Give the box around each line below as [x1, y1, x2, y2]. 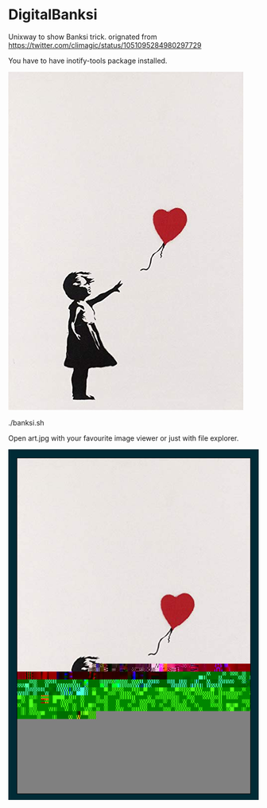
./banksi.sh [8, 418, 45, 427]
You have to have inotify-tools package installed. [8, 56, 168, 65]
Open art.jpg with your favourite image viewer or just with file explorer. [8, 433, 239, 443]
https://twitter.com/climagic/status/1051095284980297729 [8, 40, 202, 49]
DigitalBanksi [8, 6, 98, 24]
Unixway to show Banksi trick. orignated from [8, 32, 157, 41]
